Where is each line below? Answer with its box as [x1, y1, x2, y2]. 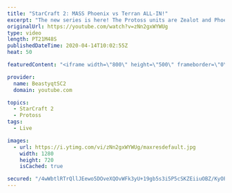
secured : [7, 176, 32, 183]
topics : [7, 99, 30, 106]
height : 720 [19, 156, 54, 163]
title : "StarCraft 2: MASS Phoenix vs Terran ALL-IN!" [7, 10, 168, 17]
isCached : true [19, 163, 64, 170]
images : [7, 137, 30, 144]
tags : [7, 118, 23, 125]
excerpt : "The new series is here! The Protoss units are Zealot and [7, 17, 212, 24]
